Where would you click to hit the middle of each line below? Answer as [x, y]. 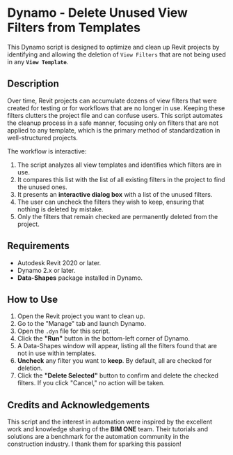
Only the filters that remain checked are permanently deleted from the [118, 216]
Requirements [38, 246]
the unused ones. [42, 187]
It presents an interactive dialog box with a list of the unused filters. [115, 194]
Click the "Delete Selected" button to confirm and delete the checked [118, 375]
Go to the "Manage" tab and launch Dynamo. [81, 324]
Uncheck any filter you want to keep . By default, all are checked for [114, 361]
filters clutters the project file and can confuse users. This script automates [115, 115]
